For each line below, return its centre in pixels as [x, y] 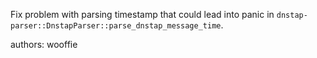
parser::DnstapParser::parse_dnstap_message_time [116, 26]
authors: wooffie [44, 44]
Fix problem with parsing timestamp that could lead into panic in [142, 14]
